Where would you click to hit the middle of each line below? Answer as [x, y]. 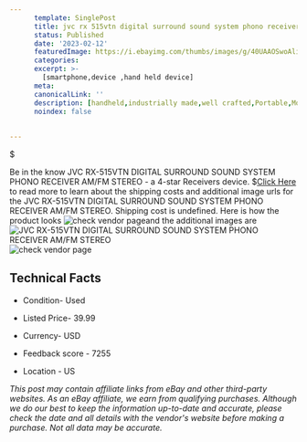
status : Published [69, 35]
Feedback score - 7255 [67, 353]
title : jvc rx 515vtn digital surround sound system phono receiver [167, 26]
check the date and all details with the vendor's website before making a [147, 417]
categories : [56, 60]
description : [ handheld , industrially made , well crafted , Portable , [163, 103]
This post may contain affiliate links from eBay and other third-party [138, 388]
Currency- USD [52, 335]
